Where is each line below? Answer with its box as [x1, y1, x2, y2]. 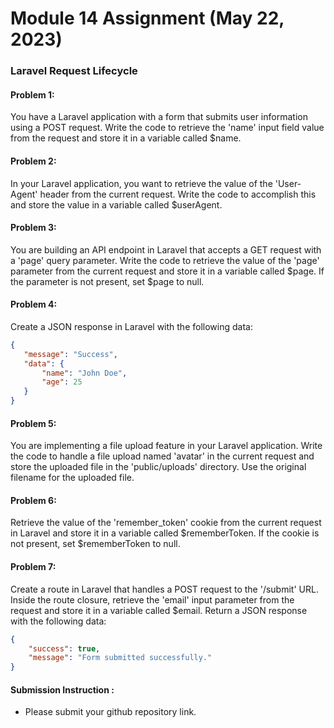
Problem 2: [10, 155, 57, 167]
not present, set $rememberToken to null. [10, 538, 181, 550]
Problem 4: [10, 298, 58, 311]
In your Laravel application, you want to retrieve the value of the [10, 177, 273, 189]
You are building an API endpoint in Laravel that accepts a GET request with [10, 243, 322, 256]
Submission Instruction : [10, 683, 115, 696]
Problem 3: [10, 222, 57, 234]
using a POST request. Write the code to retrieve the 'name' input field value [10, 122, 325, 134]
